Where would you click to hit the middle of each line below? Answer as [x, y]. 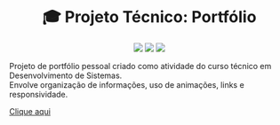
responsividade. [39, 94]
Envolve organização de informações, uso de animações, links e [127, 84]
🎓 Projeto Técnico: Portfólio [149, 17]
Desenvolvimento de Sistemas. [66, 75]
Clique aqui [30, 111]
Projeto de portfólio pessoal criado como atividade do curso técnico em [140, 66]
